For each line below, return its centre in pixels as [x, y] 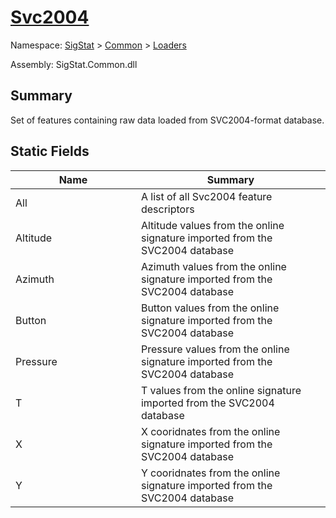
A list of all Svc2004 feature [206, 196]
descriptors [167, 209]
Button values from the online [210, 308]
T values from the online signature [221, 390]
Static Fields [50, 151]
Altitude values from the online [212, 225]
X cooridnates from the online [210, 431]
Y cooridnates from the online [210, 473]
